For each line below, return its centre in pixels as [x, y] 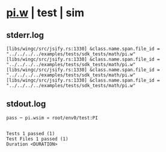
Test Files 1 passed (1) [37, 139]
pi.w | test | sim [45, 13]
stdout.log [26, 104]
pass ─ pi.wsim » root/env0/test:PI [52, 118]
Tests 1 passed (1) [31, 133]
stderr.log [25, 35]
